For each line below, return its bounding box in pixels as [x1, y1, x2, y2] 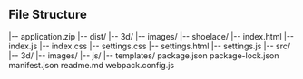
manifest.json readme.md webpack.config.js [8, 59, 174, 70]
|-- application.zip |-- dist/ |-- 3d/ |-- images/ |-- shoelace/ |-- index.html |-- [8, 31, 295, 41]
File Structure [8, 7, 87, 22]
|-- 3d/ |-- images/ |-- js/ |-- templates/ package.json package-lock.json [8, 49, 279, 61]
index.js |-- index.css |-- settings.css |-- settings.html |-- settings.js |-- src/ [8, 40, 291, 51]
